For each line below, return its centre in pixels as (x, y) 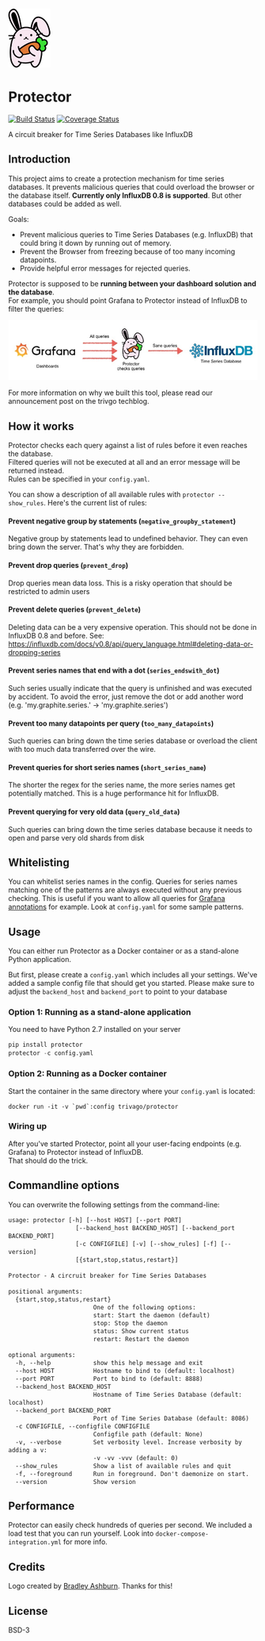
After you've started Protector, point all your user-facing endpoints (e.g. (125, 1144)
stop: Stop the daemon (131, 1323)
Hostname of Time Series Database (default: (168, 1394)
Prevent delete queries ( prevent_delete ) (74, 610)
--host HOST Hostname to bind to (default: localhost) (125, 1371)
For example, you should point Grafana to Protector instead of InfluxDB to (128, 300)
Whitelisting (39, 863)
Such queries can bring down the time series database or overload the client (133, 741)
